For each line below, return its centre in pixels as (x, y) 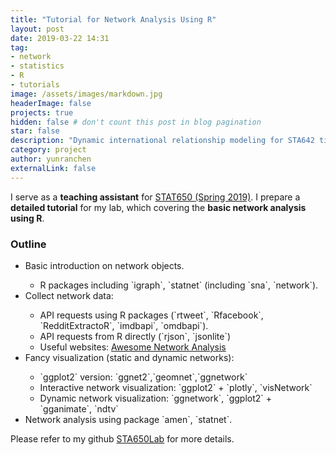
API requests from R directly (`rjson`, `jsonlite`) (135, 336)
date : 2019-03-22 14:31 (60, 38)
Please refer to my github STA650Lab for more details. (122, 438)
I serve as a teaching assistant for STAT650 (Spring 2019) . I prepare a (155, 197)
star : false (35, 131)
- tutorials (35, 85)
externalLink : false (53, 168)
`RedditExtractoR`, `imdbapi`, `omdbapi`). (124, 325)
